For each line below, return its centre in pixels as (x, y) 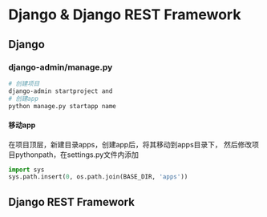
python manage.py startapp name (62, 106)
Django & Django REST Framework (125, 15)
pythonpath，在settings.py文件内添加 (77, 155)
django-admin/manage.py (61, 67)
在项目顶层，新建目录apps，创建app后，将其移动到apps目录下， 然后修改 (130, 144)
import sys (26, 170)
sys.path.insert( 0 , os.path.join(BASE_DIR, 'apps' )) (98, 177)
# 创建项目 (24, 83)
